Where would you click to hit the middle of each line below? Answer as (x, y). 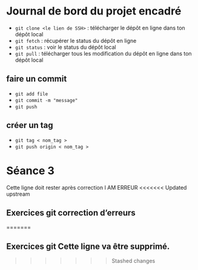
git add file (31, 94)
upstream (18, 194)
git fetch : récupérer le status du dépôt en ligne (76, 40)
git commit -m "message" (46, 100)
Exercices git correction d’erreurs (71, 213)
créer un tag (30, 125)
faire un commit (37, 79)
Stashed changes (134, 261)
